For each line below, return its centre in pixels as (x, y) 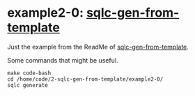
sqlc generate (28, 85)
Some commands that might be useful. (63, 60)
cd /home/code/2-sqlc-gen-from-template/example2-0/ (85, 79)
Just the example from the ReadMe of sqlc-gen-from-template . (98, 47)
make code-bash (29, 73)
